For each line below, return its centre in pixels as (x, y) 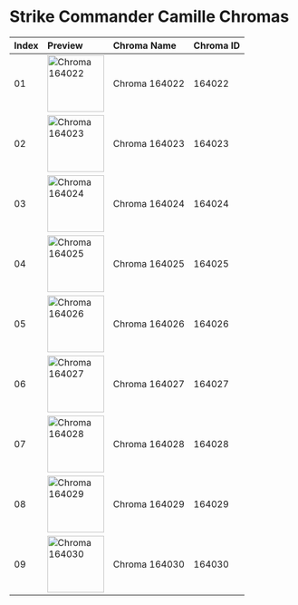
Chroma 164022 (149, 83)
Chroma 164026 (149, 324)
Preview (65, 45)
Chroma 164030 (149, 564)
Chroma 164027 (149, 384)
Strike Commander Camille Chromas (149, 17)
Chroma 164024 (149, 203)
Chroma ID (217, 45)
